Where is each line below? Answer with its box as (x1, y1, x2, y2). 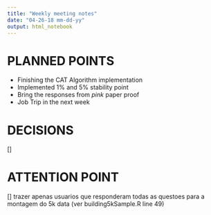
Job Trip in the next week (17, 98, 90, 106)
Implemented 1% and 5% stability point (17, 83, 129, 92)
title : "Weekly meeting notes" (7, 10, 98, 17)
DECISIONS (7, 122, 74, 138)
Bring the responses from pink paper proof (17, 91, 140, 99)
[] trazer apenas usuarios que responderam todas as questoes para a (7, 192, 205, 201)
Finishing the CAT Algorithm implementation (17, 76, 143, 84)
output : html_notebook (7, 23, 73, 30)
